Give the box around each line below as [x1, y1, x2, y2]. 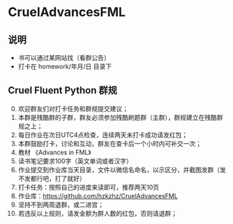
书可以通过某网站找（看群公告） [17, 54, 110, 61]
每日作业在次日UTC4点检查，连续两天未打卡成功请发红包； [17, 130, 188, 139]
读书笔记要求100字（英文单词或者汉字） [17, 156, 133, 165]
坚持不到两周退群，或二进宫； [17, 200, 104, 209]
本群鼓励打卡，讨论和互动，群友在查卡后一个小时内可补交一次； [17, 139, 202, 147]
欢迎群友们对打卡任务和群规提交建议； [17, 104, 128, 112]
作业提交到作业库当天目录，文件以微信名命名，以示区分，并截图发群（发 [17, 165, 226, 174]
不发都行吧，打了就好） [17, 174, 86, 182]
